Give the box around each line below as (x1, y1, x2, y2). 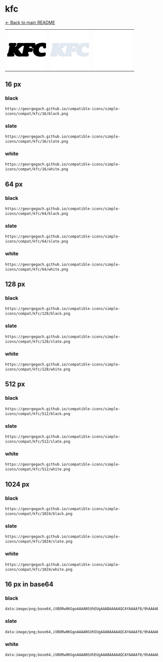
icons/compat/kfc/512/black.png (5, 411, 70, 416)
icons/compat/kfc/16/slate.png (5, 139, 68, 144)
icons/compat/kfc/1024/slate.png (5, 539, 73, 544)
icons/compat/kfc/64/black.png (5, 211, 68, 216)
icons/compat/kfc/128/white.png (5, 367, 70, 372)
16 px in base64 (5, 580, 54, 588)
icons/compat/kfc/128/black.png (5, 311, 70, 316)
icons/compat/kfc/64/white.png (5, 267, 68, 272)
